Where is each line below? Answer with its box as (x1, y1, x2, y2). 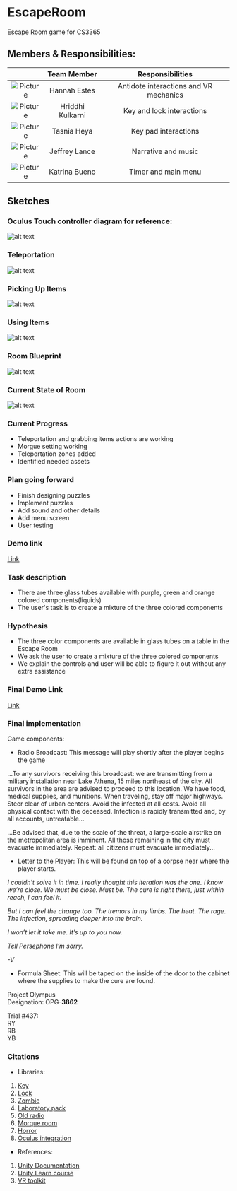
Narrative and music (131, 146, 199, 156)
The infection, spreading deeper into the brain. (7, 915, 143, 922)
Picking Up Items (7, 283, 67, 293)
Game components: (7, 734, 65, 743)
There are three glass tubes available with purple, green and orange (17, 588, 215, 597)
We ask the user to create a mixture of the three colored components (17, 652, 219, 661)
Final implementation (7, 718, 81, 728)
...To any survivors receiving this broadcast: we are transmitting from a (7, 770, 213, 778)
